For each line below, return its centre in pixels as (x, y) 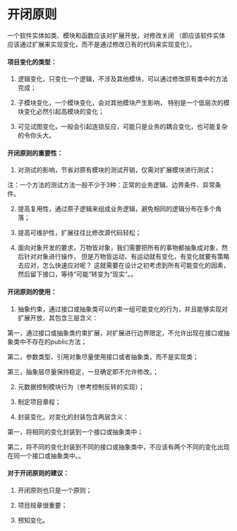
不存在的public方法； (56, 342)
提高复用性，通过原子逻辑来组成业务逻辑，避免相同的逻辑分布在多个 (116, 209)
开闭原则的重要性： (35, 153)
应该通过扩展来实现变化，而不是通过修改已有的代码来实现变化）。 (102, 44)
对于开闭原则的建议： (38, 473)
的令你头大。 (36, 136)
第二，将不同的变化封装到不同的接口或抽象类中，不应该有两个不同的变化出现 (119, 447)
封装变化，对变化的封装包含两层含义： (73, 416)
